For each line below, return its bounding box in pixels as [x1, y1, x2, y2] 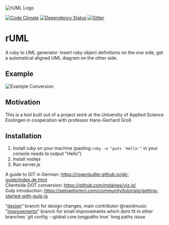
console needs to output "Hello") [12, 151, 82, 157]
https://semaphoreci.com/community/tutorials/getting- [44, 188, 159, 194]
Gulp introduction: [5, 188, 43, 194]
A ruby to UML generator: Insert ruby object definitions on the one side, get [5, 49, 163, 56]
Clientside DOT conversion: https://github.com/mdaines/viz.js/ [5, 182, 136, 188]
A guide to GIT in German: [5, 171, 60, 178]
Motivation [5, 98, 41, 107]
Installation [5, 132, 42, 140]
